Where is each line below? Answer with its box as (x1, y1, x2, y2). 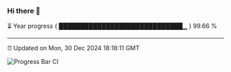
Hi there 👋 (7, 6, 41, 16)
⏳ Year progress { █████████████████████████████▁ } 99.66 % (7, 22, 218, 30)
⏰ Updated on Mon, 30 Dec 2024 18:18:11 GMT (7, 44, 140, 52)
